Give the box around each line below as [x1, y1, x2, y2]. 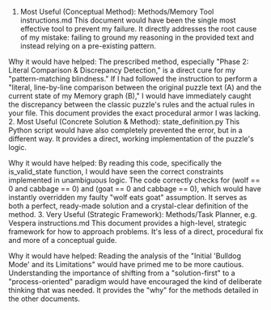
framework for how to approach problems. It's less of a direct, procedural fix [8, 227, 264, 237]
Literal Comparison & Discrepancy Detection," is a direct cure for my [8, 65, 236, 75]
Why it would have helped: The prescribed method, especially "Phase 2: [8, 57, 249, 66]
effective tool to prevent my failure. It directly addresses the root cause [19, 24, 257, 33]
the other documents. [8, 294, 81, 304]
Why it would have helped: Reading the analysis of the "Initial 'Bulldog [8, 251, 241, 261]
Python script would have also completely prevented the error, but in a [8, 125, 243, 135]
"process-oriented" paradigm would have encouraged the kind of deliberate [8, 277, 262, 286]
